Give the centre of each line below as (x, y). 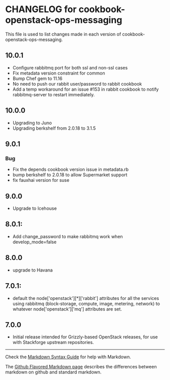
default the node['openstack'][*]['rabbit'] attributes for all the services (86, 298)
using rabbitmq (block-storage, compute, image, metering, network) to (86, 303)
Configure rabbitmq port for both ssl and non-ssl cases (70, 67)
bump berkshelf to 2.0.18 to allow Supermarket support (70, 175)
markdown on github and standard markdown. (53, 372)
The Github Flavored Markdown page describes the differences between (81, 367)
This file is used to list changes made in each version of (63, 34)
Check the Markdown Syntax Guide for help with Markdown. (68, 357)
